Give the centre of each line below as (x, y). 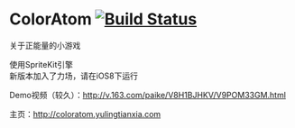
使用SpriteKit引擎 (41, 64)
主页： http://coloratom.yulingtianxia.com (85, 114)
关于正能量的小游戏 (45, 45)
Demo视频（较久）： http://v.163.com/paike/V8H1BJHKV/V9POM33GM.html (148, 95)
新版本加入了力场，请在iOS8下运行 (74, 76)
